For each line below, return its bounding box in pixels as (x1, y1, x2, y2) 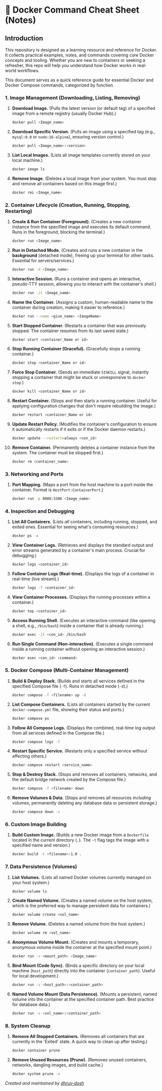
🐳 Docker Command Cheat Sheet (5, 4, 139, 16)
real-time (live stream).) (12, 576, 59, 582)
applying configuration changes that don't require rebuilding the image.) (12, 403, 156, 409)
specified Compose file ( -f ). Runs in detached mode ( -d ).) (12, 683, 128, 689)
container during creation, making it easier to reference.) (12, 304, 125, 310)
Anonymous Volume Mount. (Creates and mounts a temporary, (12, 939, 139, 945)
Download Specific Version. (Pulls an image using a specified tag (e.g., (12, 129, 156, 135)
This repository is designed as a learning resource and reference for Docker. (5, 47, 157, 53)
